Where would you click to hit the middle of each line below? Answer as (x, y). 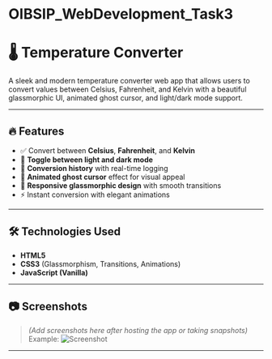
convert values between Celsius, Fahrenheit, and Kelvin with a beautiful (127, 89)
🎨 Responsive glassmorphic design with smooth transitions (121, 185)
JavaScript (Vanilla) (54, 272)
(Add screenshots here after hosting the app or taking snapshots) (138, 330)
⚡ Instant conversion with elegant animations (95, 194)
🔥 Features (36, 131)
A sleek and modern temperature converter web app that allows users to (130, 81)
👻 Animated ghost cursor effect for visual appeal (102, 177)
